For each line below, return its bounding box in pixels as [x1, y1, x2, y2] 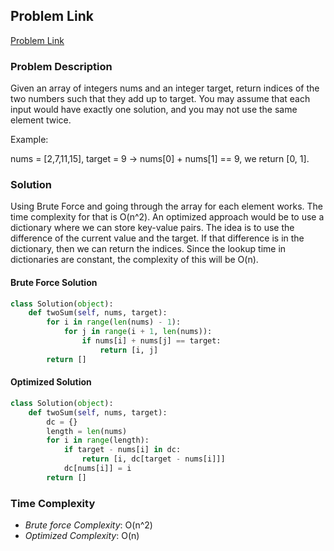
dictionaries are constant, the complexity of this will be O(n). [10, 254, 259, 266]
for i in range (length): [46, 435, 150, 446]
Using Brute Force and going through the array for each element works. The [10, 200, 323, 213]
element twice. [10, 114, 72, 126]
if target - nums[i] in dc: [63, 445, 182, 455]
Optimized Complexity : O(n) [24, 530, 140, 542]
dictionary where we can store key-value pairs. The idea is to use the [10, 222, 295, 234]
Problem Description [10, 59, 113, 73]
